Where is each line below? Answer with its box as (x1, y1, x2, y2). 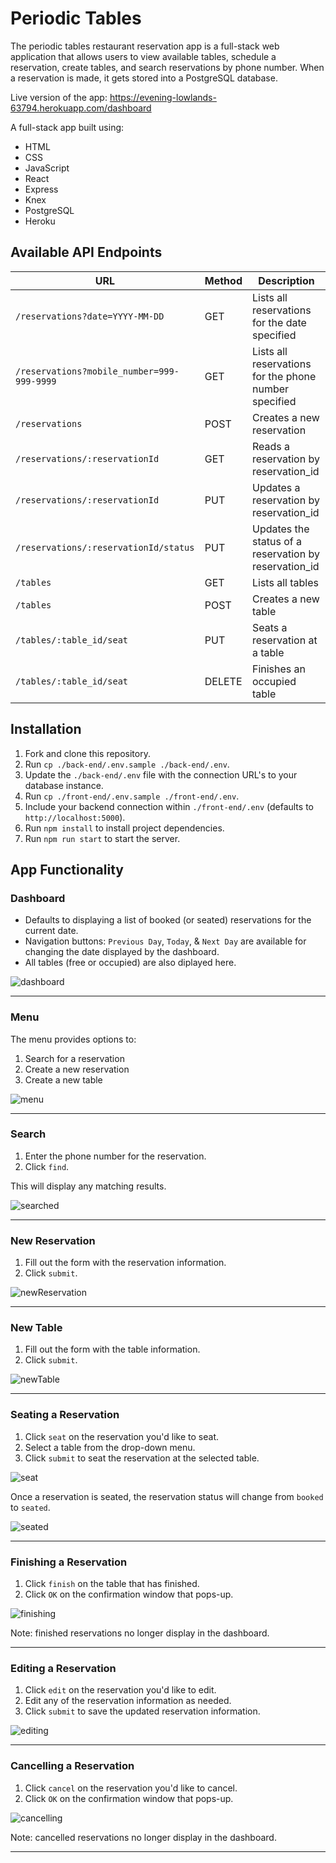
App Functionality (10, 861, 124, 878)
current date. (24, 925, 79, 937)
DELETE (204, 674, 243, 688)
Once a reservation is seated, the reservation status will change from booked (10, 1490, 324, 1502)
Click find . (24, 1160, 70, 1172)
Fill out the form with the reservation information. (24, 1257, 227, 1269)
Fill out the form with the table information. (24, 1343, 201, 1356)
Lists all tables (251, 575, 319, 589)
